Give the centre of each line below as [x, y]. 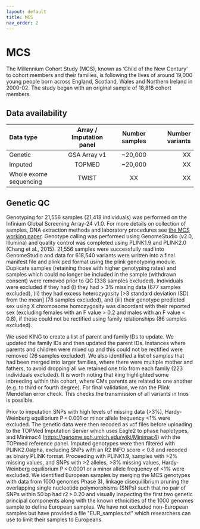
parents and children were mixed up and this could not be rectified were [95, 349]
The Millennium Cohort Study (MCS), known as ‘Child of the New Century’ [97, 69]
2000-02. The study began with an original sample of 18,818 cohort [89, 88]
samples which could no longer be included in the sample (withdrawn [91, 274]
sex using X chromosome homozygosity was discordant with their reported [98, 306]
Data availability [37, 113]
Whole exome [28, 174]
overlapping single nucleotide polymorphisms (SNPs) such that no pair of [96, 488]
